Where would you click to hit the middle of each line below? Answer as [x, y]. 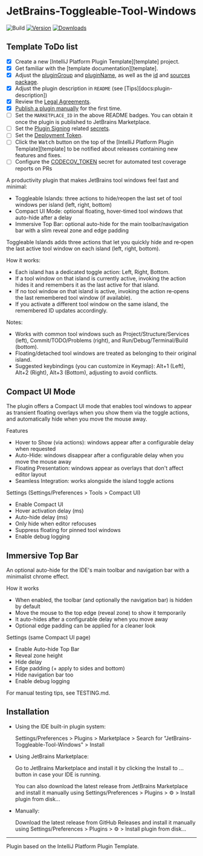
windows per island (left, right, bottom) [63, 205]
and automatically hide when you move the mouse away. [77, 419]
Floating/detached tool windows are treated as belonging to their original [105, 353]
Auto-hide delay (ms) [41, 517]
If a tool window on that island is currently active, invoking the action [100, 279]
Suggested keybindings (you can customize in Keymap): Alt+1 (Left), [100, 366]
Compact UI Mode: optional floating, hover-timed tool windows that [99, 211]
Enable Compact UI [39, 504]
